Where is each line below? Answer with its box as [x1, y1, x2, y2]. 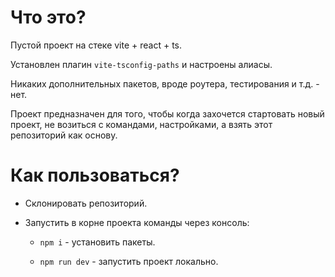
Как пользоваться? [10, 164, 180, 187]
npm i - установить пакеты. [39, 236, 156, 248]
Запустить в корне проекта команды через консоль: [24, 216, 250, 228]
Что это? [10, 6, 87, 29]
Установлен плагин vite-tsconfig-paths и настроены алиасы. [10, 58, 273, 70]
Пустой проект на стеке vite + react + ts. [10, 39, 183, 51]
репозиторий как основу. [10, 129, 118, 141]
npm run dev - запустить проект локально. [39, 255, 219, 267]
